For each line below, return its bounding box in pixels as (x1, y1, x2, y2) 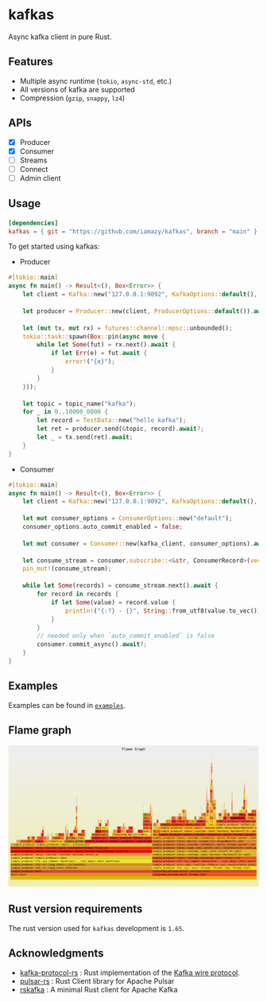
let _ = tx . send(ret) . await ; (37, 433, 133, 441)
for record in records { (37, 590, 119, 598)
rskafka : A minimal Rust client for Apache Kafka (19, 984, 178, 994)
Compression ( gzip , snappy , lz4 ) (19, 93, 126, 103)
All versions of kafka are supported (19, 84, 135, 94)
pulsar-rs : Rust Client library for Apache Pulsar (19, 976, 175, 985)
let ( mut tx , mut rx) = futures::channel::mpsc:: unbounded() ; (22, 324, 233, 332)
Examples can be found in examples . (8, 700, 126, 710)
